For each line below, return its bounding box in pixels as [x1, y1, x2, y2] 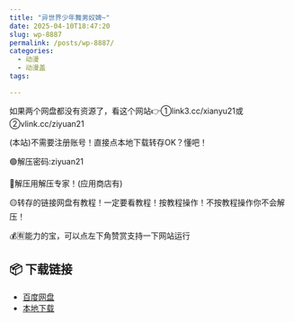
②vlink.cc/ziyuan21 [9, 118, 85, 129]
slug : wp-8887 [9, 30, 63, 39]
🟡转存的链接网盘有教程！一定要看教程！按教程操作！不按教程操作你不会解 [9, 197, 285, 208]
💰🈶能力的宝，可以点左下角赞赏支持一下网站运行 [9, 230, 191, 241]
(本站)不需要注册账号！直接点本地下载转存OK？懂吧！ [9, 137, 209, 148]
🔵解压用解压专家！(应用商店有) [9, 177, 123, 189]
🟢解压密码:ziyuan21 [9, 156, 84, 166]
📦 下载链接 [9, 262, 74, 277]
